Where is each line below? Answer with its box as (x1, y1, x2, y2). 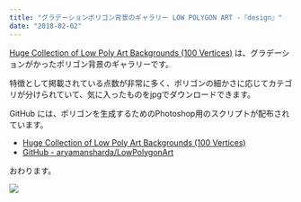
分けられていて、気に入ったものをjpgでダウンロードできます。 (24, 89, 256, 100)
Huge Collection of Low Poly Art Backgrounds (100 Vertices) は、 (9, 47, 252, 58)
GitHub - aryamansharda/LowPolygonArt (22, 146, 174, 157)
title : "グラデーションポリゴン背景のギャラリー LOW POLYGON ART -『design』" (9, 13, 283, 22)
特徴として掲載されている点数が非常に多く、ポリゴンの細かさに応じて (9, 77, 270, 88)
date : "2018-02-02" (9, 22, 83, 31)
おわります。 (9, 165, 57, 176)
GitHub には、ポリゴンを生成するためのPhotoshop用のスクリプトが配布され (9, 108, 290, 119)
